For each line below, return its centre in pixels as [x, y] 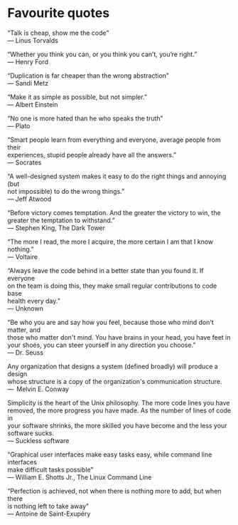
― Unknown [26, 308]
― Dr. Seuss [26, 352]
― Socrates [25, 162]
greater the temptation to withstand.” [61, 220]
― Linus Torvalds [33, 40]
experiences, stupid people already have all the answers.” [92, 155]
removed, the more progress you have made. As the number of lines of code [119, 410]
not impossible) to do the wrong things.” [66, 191]
